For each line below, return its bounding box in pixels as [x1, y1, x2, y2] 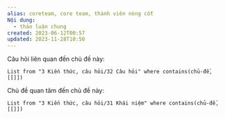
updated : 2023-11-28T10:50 [7, 36, 85, 43]
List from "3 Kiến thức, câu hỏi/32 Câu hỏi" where [7, 68, 160, 75]
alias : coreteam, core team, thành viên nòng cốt [7, 10, 154, 17]
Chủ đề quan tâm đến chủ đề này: [7, 86, 104, 95]
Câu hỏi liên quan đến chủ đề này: [7, 55, 106, 63]
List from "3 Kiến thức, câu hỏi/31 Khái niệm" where [7, 100, 167, 107]
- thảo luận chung [13, 23, 67, 30]
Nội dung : [7, 17, 36, 24]
